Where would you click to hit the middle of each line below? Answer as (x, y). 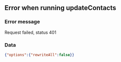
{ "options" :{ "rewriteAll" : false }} (40, 55)
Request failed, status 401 (30, 32)
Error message (22, 22)
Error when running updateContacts (60, 8)
